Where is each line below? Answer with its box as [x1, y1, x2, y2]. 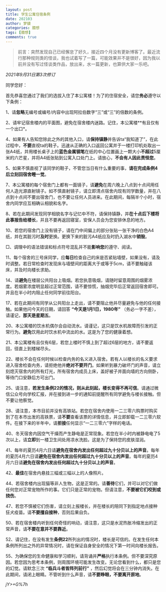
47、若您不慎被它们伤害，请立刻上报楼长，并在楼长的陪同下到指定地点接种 [5, 503, 158, 509]
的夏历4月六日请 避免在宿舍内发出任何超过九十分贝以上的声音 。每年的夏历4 [5, 453, 158, 459]
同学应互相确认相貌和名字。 [14, 200, 70, 206]
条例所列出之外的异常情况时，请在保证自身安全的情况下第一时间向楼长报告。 [5, 542, 161, 548]
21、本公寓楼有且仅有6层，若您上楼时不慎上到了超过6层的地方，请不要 [5, 339, 149, 345]
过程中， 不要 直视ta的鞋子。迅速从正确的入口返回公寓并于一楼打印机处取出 [5, 142, 157, 148]
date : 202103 [5, 16, 33, 21]
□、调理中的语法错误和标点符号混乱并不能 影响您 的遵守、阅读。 [5, 244, 135, 250]
